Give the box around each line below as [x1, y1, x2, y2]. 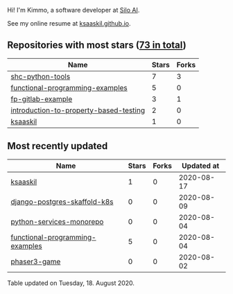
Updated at [181, 161, 220, 171]
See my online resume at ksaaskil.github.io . [7, 19, 131, 27]
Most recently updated [7, 140, 108, 152]
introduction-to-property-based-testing [10, 105, 146, 115]
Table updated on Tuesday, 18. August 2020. [7, 279, 135, 287]
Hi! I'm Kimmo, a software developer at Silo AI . [7, 6, 140, 14]
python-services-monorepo [10, 216, 104, 226]
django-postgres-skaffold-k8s [10, 197, 114, 207]
